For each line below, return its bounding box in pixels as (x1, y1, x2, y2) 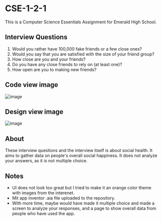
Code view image (5, 81, 59, 89)
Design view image (5, 107, 64, 116)
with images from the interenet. (12, 190, 75, 196)
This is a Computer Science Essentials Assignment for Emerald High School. (5, 19, 157, 25)
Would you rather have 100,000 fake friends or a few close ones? (12, 46, 142, 51)
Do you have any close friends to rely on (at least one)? (12, 61, 122, 67)
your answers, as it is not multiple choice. (5, 158, 88, 164)
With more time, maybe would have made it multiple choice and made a (12, 200, 155, 206)
